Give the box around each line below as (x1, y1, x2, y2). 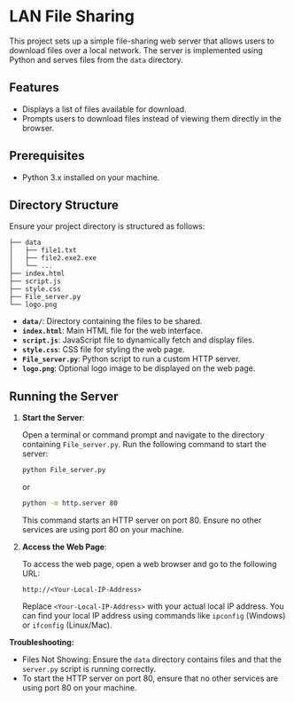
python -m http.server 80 (21, 499, 118, 508)
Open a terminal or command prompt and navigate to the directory (21, 430, 265, 440)
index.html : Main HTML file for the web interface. (21, 326, 204, 336)
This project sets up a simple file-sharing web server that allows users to (9, 35, 275, 46)
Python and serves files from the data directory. (9, 54, 183, 65)
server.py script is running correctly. (21, 663, 157, 674)
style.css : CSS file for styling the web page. (21, 344, 185, 355)
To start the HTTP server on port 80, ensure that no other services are (21, 673, 279, 683)
